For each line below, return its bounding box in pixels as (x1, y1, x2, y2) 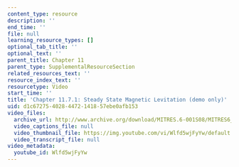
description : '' (7, 17, 55, 24)
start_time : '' (7, 90, 53, 97)
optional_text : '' (7, 50, 62, 58)
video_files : (7, 109, 46, 117)
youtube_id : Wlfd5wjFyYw (14, 149, 87, 156)
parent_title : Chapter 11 (7, 57, 84, 64)
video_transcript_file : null (14, 136, 100, 143)
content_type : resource (7, 10, 78, 18)
